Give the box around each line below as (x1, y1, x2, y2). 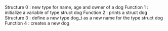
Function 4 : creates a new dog (5, 20, 69, 26)
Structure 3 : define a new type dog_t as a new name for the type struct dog (5, 15, 163, 20)
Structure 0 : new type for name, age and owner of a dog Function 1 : (5, 4, 149, 10)
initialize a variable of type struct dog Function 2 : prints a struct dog (5, 9, 148, 15)
